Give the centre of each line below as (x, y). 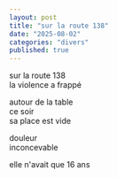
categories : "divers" (49, 42)
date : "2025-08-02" (45, 34)
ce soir (22, 112)
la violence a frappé (46, 85)
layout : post (33, 17)
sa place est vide (40, 121)
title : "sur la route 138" (59, 26)
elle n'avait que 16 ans (50, 165)
